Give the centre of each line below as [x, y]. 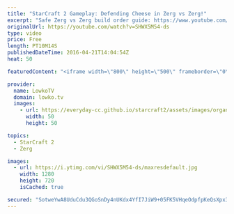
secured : [20, 199]
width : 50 [40, 117]
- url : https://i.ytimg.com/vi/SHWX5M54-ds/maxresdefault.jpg [106, 168]
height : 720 [37, 181]
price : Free [24, 40]
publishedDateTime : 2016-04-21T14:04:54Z [68, 53]
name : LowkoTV [34, 91]
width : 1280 [37, 174]
